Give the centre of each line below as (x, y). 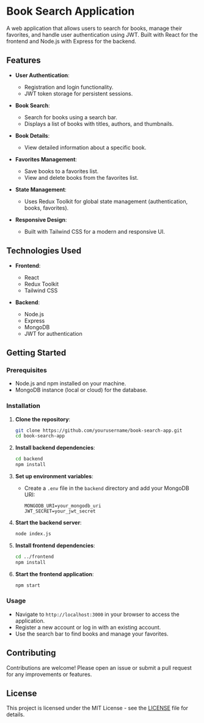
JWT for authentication (53, 333)
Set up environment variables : (54, 476)
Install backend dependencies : (55, 448)
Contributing (31, 653)
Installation (24, 406)
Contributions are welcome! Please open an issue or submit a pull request (99, 667)
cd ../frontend (35, 557)
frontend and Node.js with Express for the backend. (71, 41)
